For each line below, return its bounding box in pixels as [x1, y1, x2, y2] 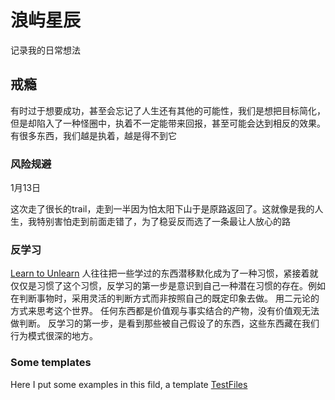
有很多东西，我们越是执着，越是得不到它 [10, 129, 177, 141]
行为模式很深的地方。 [10, 330, 98, 342]
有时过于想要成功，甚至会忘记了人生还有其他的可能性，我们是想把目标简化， [10, 104, 326, 116]
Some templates [10, 356, 92, 370]
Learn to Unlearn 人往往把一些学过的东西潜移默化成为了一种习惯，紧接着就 [10, 267, 319, 280]
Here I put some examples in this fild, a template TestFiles [10, 378, 248, 390]
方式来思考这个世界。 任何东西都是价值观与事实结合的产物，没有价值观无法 [10, 305, 320, 317]
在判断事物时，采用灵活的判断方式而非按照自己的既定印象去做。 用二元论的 [10, 292, 320, 305]
